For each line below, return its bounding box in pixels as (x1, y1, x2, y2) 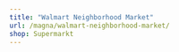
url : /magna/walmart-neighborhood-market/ (9, 21, 170, 30)
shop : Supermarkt (9, 29, 74, 38)
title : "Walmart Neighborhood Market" (9, 12, 154, 22)
